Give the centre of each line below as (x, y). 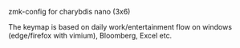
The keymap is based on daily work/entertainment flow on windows (120, 27)
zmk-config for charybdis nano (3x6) (69, 12)
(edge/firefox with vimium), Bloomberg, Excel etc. (90, 36)
